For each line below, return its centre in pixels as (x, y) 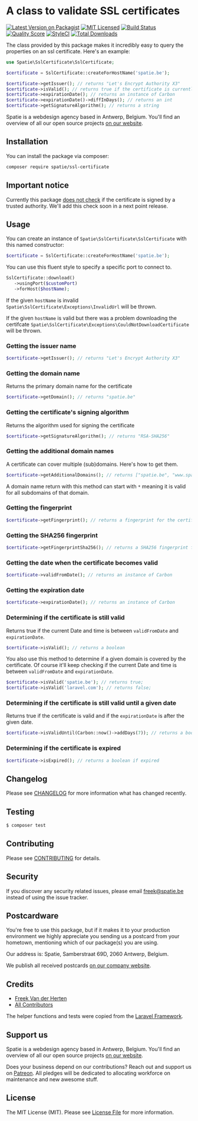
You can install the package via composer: (57, 156)
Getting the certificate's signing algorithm (67, 413)
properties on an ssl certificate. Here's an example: (68, 51)
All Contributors (34, 1005)
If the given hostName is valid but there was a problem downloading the (91, 318)
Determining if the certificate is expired (63, 748)
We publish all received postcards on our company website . (79, 965)
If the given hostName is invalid (42, 300)
